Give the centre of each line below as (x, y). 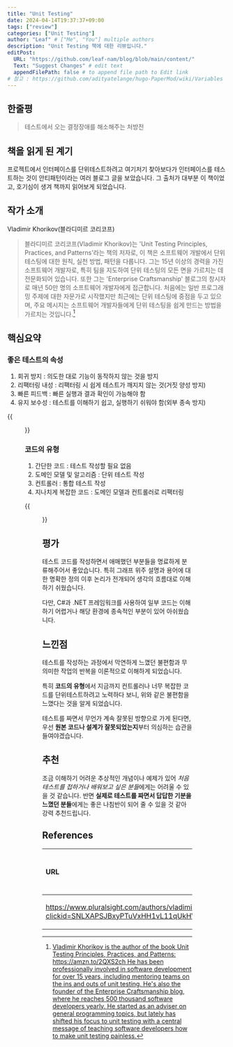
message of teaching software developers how (120, 1028)
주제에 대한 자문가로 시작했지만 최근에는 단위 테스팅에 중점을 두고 (120, 296)
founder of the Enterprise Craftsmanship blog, (118, 991)
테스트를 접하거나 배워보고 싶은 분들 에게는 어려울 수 (112, 786)
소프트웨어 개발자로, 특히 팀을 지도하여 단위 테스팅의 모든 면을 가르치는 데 (124, 270)
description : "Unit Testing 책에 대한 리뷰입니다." (77, 46)
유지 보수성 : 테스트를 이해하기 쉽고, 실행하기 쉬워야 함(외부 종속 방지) (111, 403)
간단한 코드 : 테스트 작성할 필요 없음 (83, 466)
